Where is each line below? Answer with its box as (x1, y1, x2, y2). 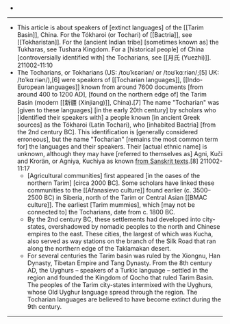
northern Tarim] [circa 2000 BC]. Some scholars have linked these (27, 179, 215, 187)
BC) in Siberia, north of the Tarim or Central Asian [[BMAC (44, 193, 207, 201)
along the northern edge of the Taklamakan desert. (27, 245, 171, 252)
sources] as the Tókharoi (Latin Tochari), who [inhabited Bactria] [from (16, 121, 216, 129)
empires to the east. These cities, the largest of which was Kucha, (27, 230, 214, 238)
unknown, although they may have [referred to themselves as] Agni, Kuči (16, 150, 223, 158)
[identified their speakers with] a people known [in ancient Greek (16, 114, 201, 121)
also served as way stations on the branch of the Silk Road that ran (27, 237, 216, 245)
